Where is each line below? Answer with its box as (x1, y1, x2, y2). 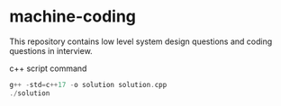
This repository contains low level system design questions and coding (9, 36, 273, 47)
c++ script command (9, 63, 87, 74)
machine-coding (9, 6, 137, 27)
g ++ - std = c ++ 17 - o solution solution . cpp (9, 80, 168, 89)
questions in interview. (9, 45, 93, 56)
